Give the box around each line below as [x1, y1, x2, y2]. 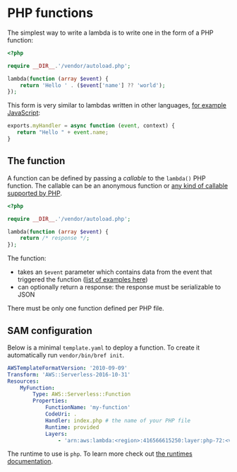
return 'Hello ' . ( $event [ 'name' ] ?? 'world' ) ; [20, 81, 166, 89]
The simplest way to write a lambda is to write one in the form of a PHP [7, 28, 214, 37]
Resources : [7, 377, 39, 385]
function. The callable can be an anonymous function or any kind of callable [7, 181, 228, 190]
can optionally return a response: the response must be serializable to [17, 283, 221, 292]
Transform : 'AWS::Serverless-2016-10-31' [7, 371, 131, 378]
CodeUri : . [44, 410, 78, 418]
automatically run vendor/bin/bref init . [7, 350, 125, 359]
